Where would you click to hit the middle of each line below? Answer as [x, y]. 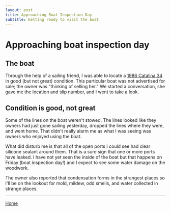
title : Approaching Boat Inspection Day [49, 15]
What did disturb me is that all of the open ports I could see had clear [78, 146]
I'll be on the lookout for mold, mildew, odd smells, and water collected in [82, 183]
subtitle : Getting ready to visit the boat [52, 19]
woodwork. [17, 168]
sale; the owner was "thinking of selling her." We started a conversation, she [85, 87]
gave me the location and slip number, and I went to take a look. [72, 92]
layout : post [19, 10]
